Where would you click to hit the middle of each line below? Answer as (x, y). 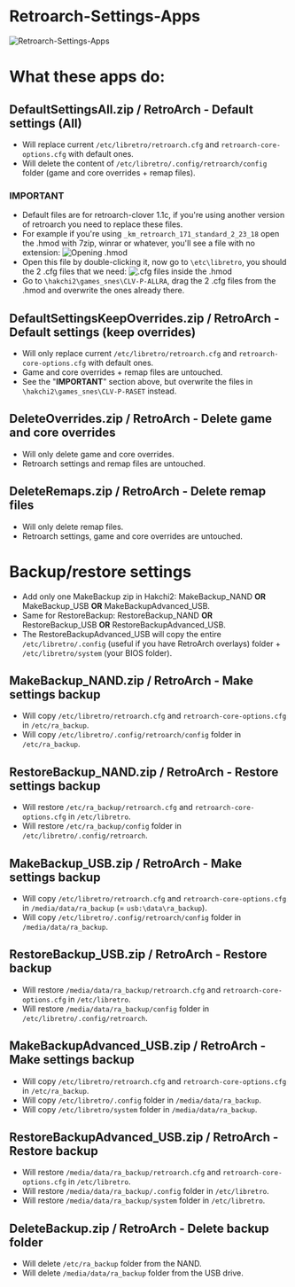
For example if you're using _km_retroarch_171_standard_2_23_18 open (151, 234)
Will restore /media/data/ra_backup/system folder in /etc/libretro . (144, 1201)
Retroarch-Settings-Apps (105, 16)
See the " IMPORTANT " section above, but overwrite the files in (137, 382)
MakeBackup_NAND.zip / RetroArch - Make (132, 681)
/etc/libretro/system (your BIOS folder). (97, 652)
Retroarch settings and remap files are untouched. (113, 464)
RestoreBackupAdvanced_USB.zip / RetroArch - (144, 1138)
